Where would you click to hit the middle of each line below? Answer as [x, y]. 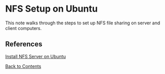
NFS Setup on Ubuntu [51, 9]
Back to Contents [23, 66]
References [24, 44]
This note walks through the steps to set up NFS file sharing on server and [83, 23]
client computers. [24, 28]
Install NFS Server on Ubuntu [35, 56]
